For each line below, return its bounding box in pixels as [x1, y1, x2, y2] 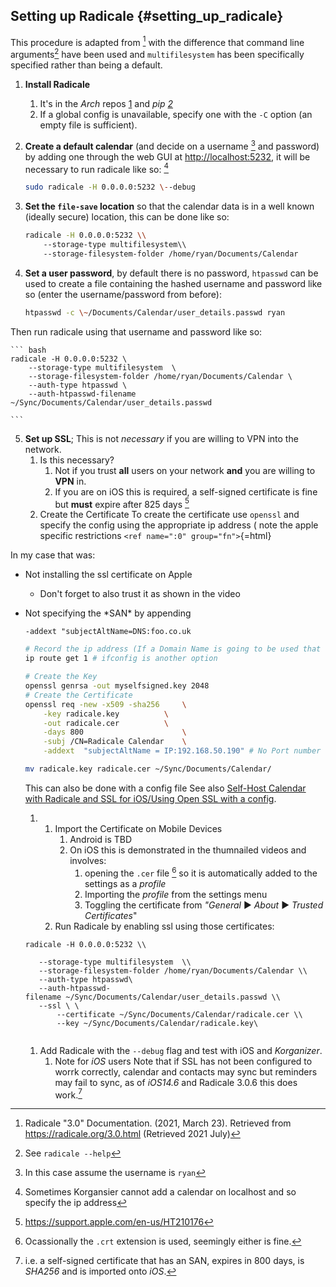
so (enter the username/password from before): [24, 288, 222, 300]
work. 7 [54, 1087, 83, 1101]
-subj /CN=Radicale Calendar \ [43, 737, 187, 747]
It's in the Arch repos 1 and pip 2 [39, 98, 174, 110]
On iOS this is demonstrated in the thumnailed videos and [69, 844, 307, 856]
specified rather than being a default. [10, 59, 163, 71]
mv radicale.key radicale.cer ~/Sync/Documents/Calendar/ [24, 764, 272, 774]
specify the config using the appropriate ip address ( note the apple [39, 519, 319, 531]
